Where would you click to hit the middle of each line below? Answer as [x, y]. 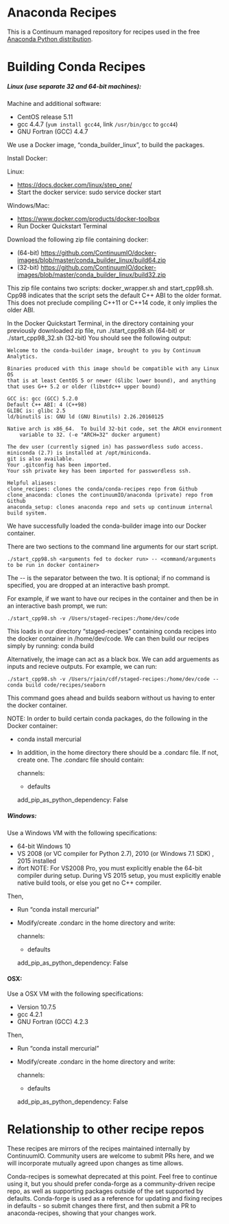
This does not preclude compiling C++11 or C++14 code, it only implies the [112, 303]
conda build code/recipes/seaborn [57, 685]
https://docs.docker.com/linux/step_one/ [74, 185]
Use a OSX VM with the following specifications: [75, 994]
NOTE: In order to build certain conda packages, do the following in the [107, 719]
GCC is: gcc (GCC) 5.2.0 [43, 399]
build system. [27, 513]
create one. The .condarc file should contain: [81, 760]
